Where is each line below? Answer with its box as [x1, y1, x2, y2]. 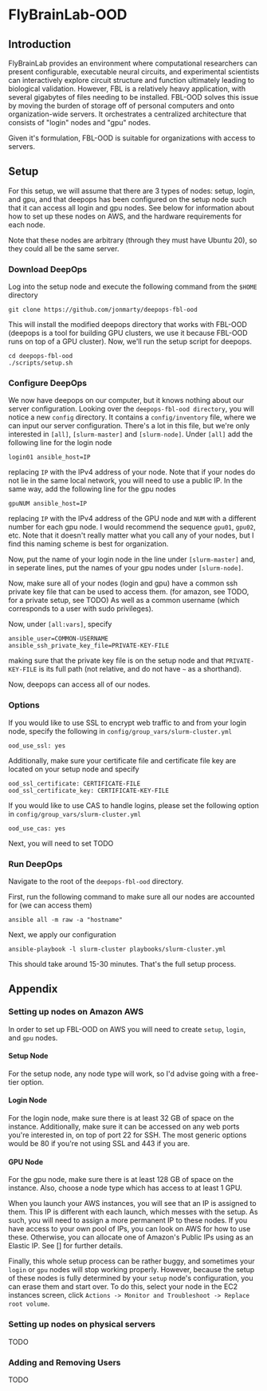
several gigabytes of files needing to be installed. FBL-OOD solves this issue [8, 93, 259, 101]
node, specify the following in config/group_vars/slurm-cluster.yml [8, 726, 233, 735]
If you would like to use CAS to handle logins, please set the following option [8, 800, 259, 810]
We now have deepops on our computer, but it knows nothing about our [8, 396, 245, 405]
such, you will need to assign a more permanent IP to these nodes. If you [8, 1216, 248, 1225]
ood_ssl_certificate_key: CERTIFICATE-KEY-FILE [8, 786, 170, 794]
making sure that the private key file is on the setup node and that [8, 656, 225, 665]
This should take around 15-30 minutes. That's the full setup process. [8, 960, 237, 968]
